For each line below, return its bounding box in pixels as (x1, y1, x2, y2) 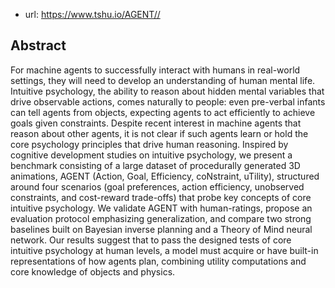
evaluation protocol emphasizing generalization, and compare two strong (10, 212, 312, 224)
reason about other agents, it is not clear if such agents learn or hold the (10, 127, 309, 139)
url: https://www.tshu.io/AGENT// (24, 9, 161, 20)
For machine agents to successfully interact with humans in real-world (10, 64, 301, 76)
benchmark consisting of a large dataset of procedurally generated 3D (10, 159, 301, 171)
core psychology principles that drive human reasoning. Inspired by (10, 138, 289, 150)
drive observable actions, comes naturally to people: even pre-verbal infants (10, 95, 326, 108)
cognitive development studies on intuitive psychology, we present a (10, 149, 293, 161)
